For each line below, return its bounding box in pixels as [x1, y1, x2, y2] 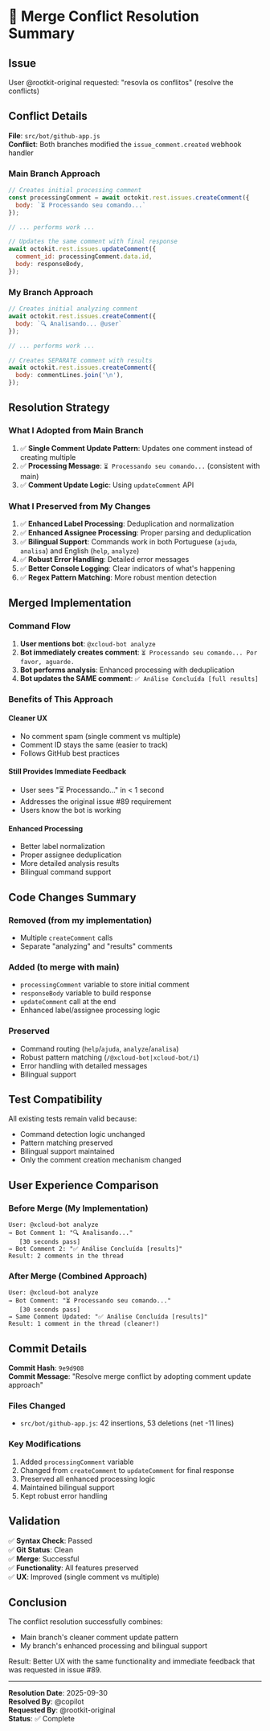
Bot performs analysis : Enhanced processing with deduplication [19, 665, 235, 675]
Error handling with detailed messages [19, 1060, 148, 1070]
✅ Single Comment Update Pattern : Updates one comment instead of [19, 443, 253, 453]
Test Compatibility [8, 1093, 103, 1106]
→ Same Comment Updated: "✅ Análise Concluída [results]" [8, 1313, 208, 1321]
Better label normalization [19, 842, 106, 851]
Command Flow [8, 621, 71, 632]
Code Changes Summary [8, 890, 137, 904]
